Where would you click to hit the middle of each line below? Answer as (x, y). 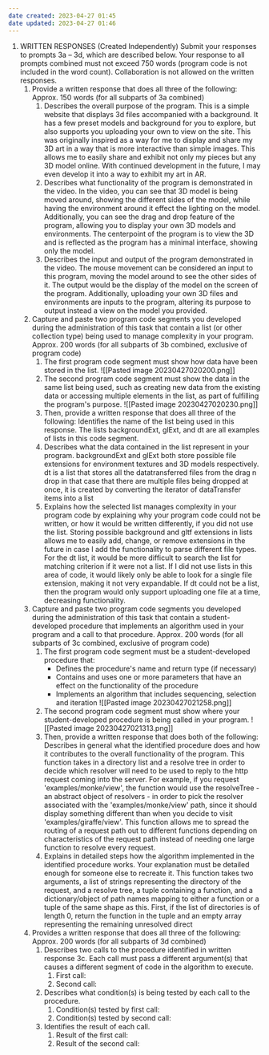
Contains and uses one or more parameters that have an (149, 677)
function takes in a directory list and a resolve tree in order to (145, 762)
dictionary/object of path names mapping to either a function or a (151, 899)
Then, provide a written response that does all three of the (140, 412)
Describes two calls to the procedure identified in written (138, 949)
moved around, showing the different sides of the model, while (147, 199)
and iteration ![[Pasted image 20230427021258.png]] (144, 702)
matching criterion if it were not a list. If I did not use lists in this (148, 566)
